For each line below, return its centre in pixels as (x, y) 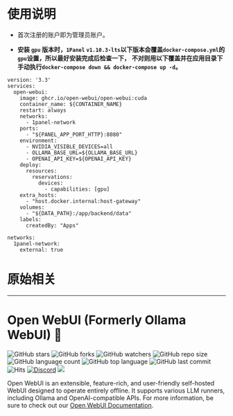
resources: (41, 171)
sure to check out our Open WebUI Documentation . (80, 405)
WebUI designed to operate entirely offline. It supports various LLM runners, (116, 390)
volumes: (32, 207)
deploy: (31, 165)
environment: (38, 140)
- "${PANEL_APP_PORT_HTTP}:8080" (74, 135)
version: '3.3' (29, 80)
